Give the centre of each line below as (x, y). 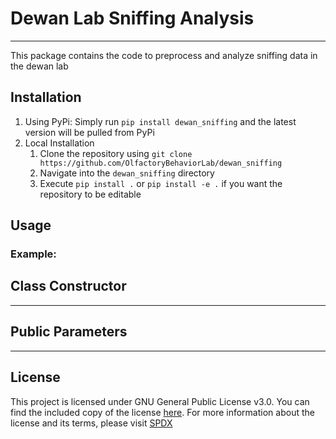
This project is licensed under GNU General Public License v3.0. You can (160, 401)
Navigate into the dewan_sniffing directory (127, 173)
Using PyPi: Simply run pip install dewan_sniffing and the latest (160, 121)
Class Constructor (68, 286)
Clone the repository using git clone (116, 153)
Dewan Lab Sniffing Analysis (132, 18)
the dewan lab (39, 66)
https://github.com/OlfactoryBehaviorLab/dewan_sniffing (161, 163)
